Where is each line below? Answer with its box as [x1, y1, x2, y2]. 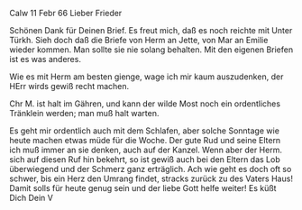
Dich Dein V [9, 193, 54, 203]
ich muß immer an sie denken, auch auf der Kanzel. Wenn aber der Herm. [9, 144, 282, 155]
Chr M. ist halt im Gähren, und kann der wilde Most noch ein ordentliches [9, 98, 281, 109]
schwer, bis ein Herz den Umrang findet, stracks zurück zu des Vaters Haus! [9, 173, 293, 184]
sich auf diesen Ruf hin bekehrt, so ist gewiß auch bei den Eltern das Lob [9, 154, 281, 165]
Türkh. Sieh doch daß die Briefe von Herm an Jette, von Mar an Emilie [9, 35, 269, 45]
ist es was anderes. [9, 54, 81, 64]
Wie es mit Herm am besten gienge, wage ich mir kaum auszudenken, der [9, 71, 284, 82]
